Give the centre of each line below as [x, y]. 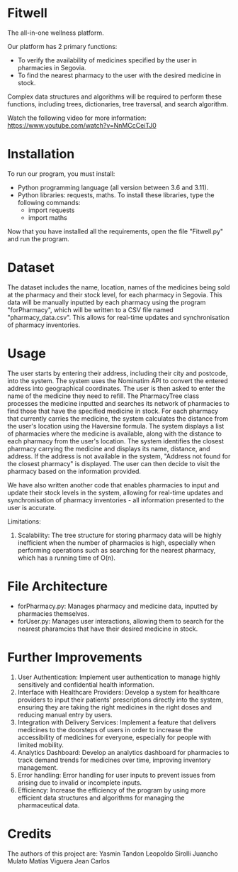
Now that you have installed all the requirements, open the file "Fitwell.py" [115, 231]
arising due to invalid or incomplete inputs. [80, 783]
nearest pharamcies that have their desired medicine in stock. [108, 629]
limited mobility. [40, 745]
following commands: [49, 202]
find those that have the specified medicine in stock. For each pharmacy [113, 411]
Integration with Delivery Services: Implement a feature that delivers [117, 722]
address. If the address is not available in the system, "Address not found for [119, 456]
